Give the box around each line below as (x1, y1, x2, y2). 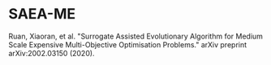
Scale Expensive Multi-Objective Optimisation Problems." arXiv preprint (8, 39, 247, 49)
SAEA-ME (8, 5, 75, 23)
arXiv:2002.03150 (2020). (8, 48, 95, 58)
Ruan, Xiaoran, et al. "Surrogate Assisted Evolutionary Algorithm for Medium (8, 31, 264, 41)
